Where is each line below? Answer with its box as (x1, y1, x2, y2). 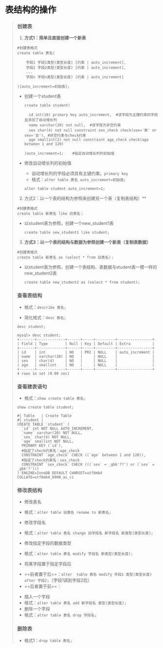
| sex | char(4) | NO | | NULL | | (17, 358, 155, 363)
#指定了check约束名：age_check (21, 449, 80, 453)
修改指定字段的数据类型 (24, 540, 72, 546)
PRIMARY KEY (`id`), (21, 443, 63, 448)
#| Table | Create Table (17, 414, 72, 418)
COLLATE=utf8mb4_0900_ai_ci (17, 475, 74, 480)
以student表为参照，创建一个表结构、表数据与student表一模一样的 (24, 264, 157, 270)
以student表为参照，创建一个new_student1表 (24, 220, 114, 226)
